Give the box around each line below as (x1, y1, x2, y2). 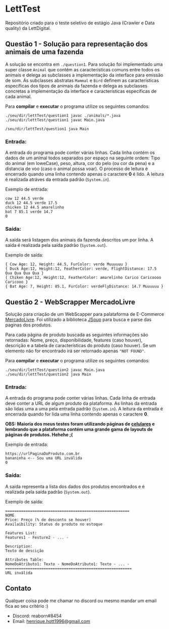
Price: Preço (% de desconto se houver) (5, 517, 92, 522)
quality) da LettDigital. (5, 25, 51, 31)
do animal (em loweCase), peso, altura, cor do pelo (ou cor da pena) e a (5, 160, 155, 166)
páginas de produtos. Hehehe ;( (5, 432, 73, 438)
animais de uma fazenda (5, 48, 84, 56)
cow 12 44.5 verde (5, 196, 44, 201)
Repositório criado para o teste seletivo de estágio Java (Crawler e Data (5, 20, 155, 26)
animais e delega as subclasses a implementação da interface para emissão (5, 72, 163, 78)
